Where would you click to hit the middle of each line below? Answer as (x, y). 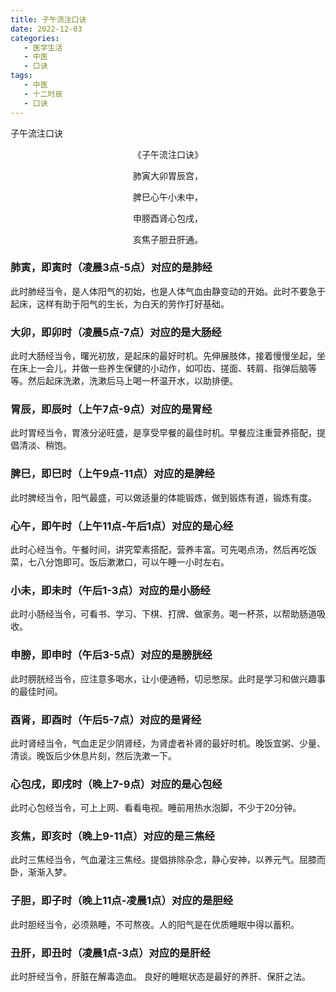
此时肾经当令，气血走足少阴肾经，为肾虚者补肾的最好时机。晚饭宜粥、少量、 (168, 743)
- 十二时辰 (43, 94)
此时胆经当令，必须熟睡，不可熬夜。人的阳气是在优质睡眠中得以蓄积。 (155, 924)
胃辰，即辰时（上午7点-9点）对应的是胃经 (111, 409)
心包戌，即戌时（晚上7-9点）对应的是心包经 (116, 784)
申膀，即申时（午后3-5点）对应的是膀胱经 (111, 655)
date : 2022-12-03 (46, 29)
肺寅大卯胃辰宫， (168, 175)
